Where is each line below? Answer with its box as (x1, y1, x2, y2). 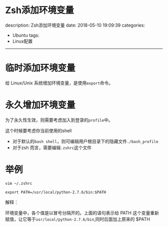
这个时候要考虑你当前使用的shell (5, 128, 72, 134)
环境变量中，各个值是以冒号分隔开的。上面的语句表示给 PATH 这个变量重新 (5, 209, 159, 216)
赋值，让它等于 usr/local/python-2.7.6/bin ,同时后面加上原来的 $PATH (5, 216, 150, 222)
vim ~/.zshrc (5, 181, 32, 186)
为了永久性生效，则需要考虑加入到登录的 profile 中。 (5, 117, 113, 123)
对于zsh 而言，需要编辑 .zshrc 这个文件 (12, 144, 92, 151)
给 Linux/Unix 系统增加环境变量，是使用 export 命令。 (5, 80, 113, 86)
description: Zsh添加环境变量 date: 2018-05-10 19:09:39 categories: (5, 22, 145, 28)
